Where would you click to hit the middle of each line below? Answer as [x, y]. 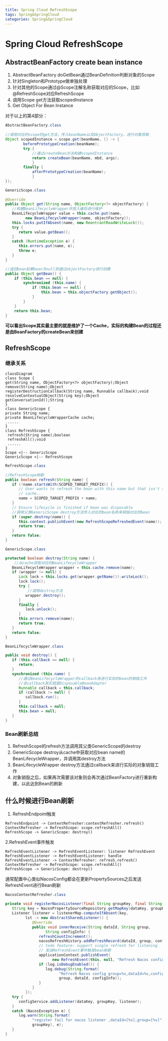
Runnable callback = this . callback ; [56, 688]
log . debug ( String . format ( [72, 969]
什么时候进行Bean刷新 [39, 801]
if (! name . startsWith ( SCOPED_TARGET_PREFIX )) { [62, 484]
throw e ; [27, 251]
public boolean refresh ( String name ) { [47, 480]
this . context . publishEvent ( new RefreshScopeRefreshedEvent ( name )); [90, 522]
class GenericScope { [28, 409]
